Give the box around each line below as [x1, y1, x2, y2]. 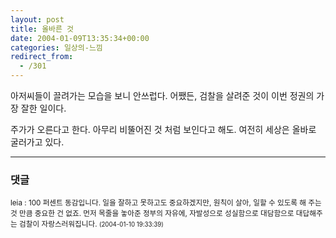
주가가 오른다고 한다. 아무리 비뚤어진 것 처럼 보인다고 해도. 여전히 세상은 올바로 [10, 124, 317, 135]
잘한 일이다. [20, 102, 67, 114]
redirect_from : [10, 52, 74, 62]
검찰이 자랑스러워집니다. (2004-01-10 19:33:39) [19, 219, 164, 230]
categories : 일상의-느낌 [10, 42, 103, 53]
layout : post [10, 14, 65, 25]
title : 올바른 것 [10, 24, 75, 34]
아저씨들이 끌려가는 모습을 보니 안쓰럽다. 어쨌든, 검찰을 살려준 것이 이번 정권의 [10, 90, 315, 101]
